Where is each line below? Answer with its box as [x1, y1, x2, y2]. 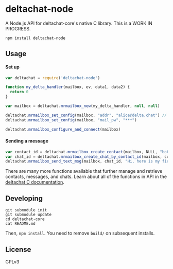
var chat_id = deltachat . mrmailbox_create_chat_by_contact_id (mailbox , [5, 154, 162, 159]
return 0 [10, 89, 29, 95]
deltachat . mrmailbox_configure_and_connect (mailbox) [5, 127, 121, 132]
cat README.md [5, 221, 36, 226]
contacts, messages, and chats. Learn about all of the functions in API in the [5, 173, 167, 180]
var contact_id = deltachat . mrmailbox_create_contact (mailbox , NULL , [5, 149, 158, 154]
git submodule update [5, 212, 52, 218]
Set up [5, 64, 20, 70]
